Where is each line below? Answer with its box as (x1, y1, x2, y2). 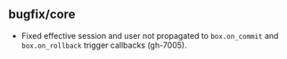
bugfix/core (8, 7, 76, 22)
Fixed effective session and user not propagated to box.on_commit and (20, 30, 279, 41)
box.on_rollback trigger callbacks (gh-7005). (20, 40, 188, 50)
